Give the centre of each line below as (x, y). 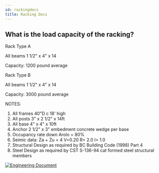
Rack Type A (18, 46)
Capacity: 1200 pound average (36, 65)
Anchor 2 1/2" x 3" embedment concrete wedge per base (71, 129)
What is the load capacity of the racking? (70, 34)
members (22, 156)
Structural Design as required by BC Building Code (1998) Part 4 (78, 145)
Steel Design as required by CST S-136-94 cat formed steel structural (83, 150)
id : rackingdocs (22, 10)
